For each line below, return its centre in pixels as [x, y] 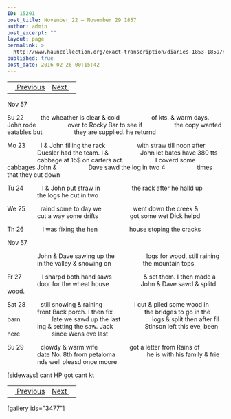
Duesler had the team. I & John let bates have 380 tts [128, 153]
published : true [30, 58]
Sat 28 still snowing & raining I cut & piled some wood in [108, 304]
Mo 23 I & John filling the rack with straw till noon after [106, 145]
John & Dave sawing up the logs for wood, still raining [129, 256]
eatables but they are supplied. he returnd [82, 132]
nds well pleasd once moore [77, 361]
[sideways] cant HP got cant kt [51, 375]
